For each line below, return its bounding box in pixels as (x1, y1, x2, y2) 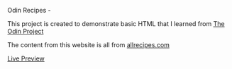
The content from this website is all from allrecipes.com (7, 41, 170, 49)
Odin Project (7, 27, 44, 35)
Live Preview (7, 54, 45, 63)
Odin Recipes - (7, 6, 51, 14)
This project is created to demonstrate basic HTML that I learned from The (7, 20, 225, 27)
